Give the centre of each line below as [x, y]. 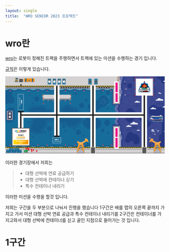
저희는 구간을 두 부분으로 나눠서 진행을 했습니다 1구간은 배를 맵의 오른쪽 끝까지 [82, 207]
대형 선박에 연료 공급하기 [50, 173]
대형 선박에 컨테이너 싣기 [50, 179]
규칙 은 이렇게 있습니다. [28, 69]
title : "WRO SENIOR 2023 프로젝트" [42, 16]
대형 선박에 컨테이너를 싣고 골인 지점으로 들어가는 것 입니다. [81, 220]
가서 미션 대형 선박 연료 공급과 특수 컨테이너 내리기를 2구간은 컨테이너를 [85, 214]
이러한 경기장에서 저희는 [29, 163]
